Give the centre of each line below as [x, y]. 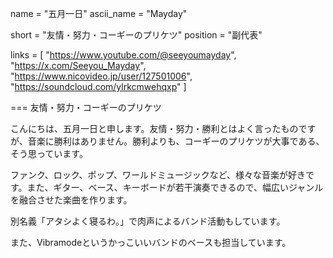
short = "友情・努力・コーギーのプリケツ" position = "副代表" [136, 35]
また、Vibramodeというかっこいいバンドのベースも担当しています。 [151, 242]
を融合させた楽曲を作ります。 [71, 200]
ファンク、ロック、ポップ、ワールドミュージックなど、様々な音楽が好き [158, 175]
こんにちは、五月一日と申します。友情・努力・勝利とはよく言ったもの [154, 128]
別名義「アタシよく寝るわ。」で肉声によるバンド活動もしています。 [148, 221]
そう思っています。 [49, 153]
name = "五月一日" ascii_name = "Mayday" [99, 13]
